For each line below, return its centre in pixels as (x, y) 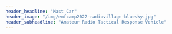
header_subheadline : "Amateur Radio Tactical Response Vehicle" (86, 22)
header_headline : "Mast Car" (41, 11)
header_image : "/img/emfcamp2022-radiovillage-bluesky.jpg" (81, 17)
